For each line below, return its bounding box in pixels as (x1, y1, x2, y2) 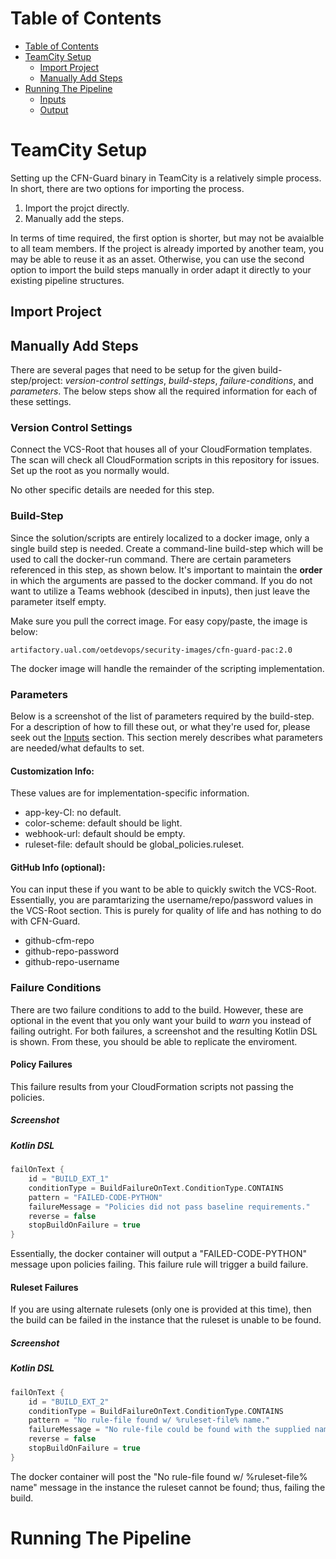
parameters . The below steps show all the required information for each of (10, 385, 318, 397)
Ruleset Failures (10, 1281, 79, 1293)
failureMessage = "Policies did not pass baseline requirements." (28, 1202, 311, 1212)
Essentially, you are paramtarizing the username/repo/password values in (10, 894, 313, 906)
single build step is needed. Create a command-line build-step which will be (10, 542, 324, 554)
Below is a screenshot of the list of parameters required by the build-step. (10, 710, 315, 722)
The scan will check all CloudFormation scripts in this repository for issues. (10, 454, 320, 466)
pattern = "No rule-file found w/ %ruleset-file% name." (28, 1415, 271, 1426)
